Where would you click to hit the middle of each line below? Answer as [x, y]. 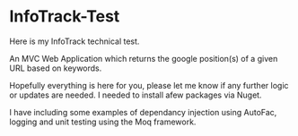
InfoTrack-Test [65, 17]
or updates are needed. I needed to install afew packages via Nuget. [136, 95]
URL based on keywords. [56, 68]
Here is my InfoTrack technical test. [74, 41]
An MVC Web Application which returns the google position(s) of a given [144, 58]
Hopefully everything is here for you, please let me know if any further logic [149, 85]
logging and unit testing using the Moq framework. [103, 122]
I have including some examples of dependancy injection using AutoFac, [143, 112]
